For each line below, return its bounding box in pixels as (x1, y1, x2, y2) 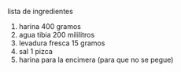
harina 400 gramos (18, 22, 82, 31)
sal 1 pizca (18, 47, 53, 56)
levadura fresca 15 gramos (18, 38, 105, 48)
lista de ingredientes (7, 7, 74, 16)
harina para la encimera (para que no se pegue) (18, 55, 174, 64)
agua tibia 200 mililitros (18, 31, 95, 39)
